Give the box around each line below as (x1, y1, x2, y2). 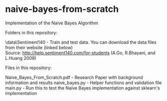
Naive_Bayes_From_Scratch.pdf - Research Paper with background (5, 74, 143, 80)
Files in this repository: (5, 65, 52, 71)
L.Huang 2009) (5, 55, 36, 61)
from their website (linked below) (5, 44, 73, 50)
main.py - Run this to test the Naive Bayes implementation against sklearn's (5, 85, 161, 91)
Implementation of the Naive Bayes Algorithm (5, 20, 98, 26)
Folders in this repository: (5, 29, 58, 35)
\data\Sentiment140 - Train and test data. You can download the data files (5, 39, 157, 45)
